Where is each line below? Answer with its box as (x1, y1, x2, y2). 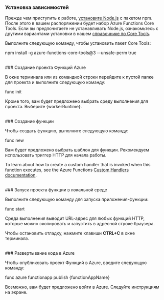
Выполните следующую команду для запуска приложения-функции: (5, 196, 149, 203)
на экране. (5, 289, 28, 295)
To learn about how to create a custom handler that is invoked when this (5, 162, 151, 168)
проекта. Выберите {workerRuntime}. (5, 104, 82, 110)
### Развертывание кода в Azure (5, 250, 75, 256)
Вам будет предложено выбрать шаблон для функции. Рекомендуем (5, 147, 149, 153)
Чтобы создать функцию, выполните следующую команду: (5, 128, 129, 134)
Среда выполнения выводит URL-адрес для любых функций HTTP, (5, 215, 145, 221)
